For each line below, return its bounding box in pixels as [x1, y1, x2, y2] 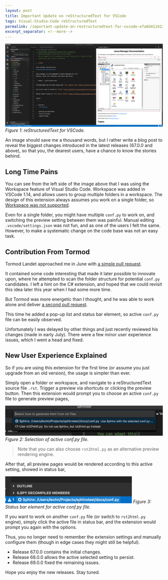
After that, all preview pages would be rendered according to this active [5, 461, 153, 467]
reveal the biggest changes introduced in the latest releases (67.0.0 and [5, 143, 153, 149]
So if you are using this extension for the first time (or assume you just [5, 364, 150, 370]
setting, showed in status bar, [5, 466, 66, 472]
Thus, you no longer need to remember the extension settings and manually [5, 533, 161, 540]
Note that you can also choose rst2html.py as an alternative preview [17, 446, 159, 452]
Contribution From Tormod [5, 248, 90, 256]
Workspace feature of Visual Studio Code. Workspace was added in [5, 186, 145, 192]
